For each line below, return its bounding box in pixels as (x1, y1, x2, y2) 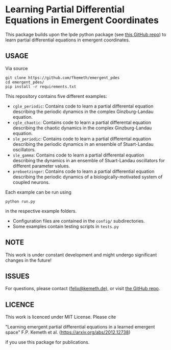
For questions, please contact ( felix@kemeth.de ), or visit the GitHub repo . (5, 286, 160, 292)
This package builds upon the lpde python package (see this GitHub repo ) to (5, 31, 166, 37)
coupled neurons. (12, 179, 50, 185)
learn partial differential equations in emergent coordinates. (5, 37, 130, 43)
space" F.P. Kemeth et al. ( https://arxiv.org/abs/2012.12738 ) (5, 329, 131, 336)
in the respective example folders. (5, 208, 77, 214)
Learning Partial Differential (5, 4, 125, 15)
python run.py (5, 199, 36, 204)
